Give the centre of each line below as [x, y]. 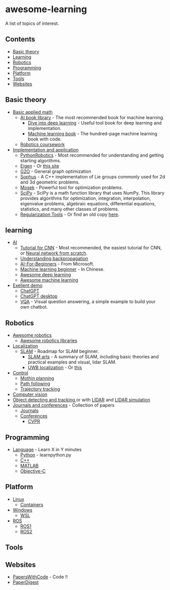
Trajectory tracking [40, 389]
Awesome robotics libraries [49, 341]
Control [21, 373]
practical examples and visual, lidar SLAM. [72, 362]
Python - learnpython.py [46, 455]
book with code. [45, 139]
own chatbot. [34, 307]
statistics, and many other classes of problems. [70, 209]
